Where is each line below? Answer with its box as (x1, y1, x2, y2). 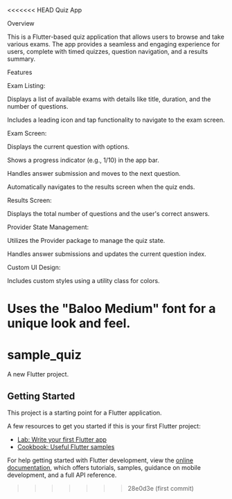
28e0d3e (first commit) (127, 484, 194, 492)
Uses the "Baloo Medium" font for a (7, 301, 216, 317)
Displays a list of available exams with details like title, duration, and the (7, 95, 211, 103)
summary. (7, 55, 36, 63)
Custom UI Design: (7, 263, 61, 271)
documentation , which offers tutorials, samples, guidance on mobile (7, 463, 201, 471)
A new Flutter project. (7, 370, 69, 379)
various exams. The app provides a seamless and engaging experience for (7, 40, 220, 48)
